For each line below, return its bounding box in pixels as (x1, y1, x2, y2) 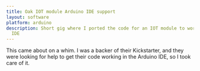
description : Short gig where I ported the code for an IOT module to (6, 25, 185, 31)
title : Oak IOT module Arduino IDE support (6, 8, 116, 15)
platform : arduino (6, 20, 52, 25)
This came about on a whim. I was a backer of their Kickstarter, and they (6, 47, 184, 54)
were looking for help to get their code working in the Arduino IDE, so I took (6, 53, 191, 60)
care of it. (6, 60, 30, 67)
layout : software (6, 14, 49, 20)
